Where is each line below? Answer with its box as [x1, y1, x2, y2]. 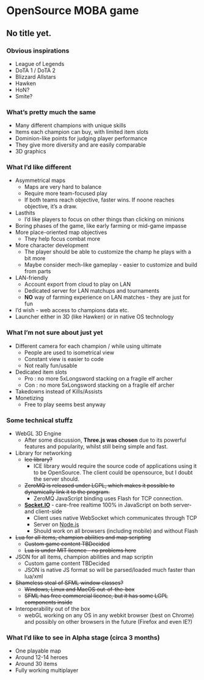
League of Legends [15, 60, 65, 67]
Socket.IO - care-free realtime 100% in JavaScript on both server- [24, 502, 192, 509]
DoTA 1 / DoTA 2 [15, 67, 56, 74]
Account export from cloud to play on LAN [24, 280, 131, 288]
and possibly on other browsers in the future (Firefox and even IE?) [24, 618, 193, 626]
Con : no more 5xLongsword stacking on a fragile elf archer [24, 381, 175, 389]
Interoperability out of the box [15, 605, 90, 613]
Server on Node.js [33, 521, 79, 528]
